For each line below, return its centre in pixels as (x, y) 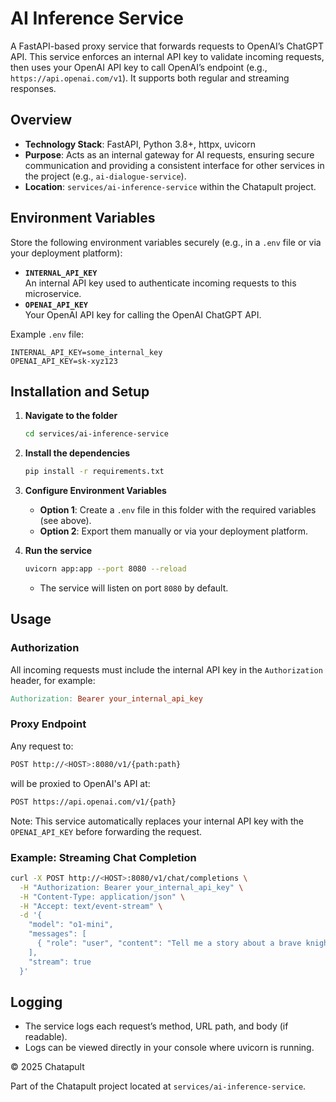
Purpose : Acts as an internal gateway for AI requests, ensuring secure (169, 154)
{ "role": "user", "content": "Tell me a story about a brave (169, 943)
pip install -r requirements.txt (94, 472)
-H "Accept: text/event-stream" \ (91, 906)
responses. (33, 88)
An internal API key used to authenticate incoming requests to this (160, 283)
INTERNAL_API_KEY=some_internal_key (86, 352)
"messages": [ (57, 934)
